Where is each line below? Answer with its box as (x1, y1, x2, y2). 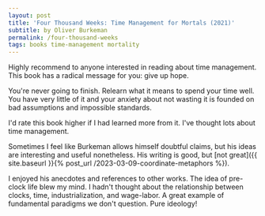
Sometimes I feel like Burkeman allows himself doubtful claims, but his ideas (8, 142, 257, 151)
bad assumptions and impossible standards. (8, 103, 152, 113)
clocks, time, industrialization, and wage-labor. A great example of (8, 191, 225, 200)
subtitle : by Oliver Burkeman (8, 26, 108, 34)
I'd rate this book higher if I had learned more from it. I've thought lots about (8, 118, 256, 128)
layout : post (8, 11, 51, 20)
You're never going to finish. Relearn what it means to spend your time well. (8, 86, 255, 95)
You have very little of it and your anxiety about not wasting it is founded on (8, 95, 255, 104)
